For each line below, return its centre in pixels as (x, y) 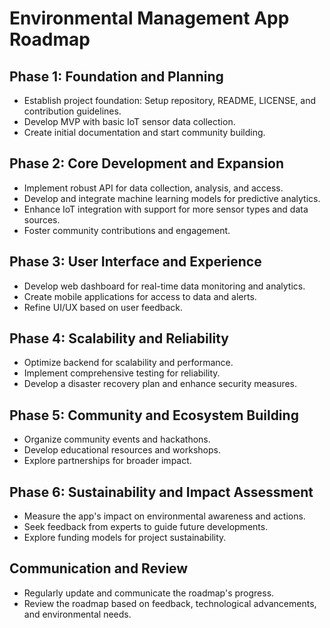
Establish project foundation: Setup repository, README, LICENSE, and (170, 100)
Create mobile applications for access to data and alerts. (140, 296)
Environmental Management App (149, 18)
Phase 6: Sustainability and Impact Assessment (161, 492)
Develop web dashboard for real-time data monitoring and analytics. (164, 286)
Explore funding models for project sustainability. (125, 538)
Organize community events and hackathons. (117, 439)
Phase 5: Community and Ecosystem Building (154, 415)
